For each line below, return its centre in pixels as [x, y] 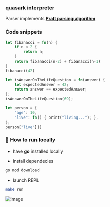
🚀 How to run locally [30, 140]
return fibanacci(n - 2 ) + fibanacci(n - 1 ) [58, 62]
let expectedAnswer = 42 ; [42, 85]
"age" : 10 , [26, 113]
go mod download [22, 170]
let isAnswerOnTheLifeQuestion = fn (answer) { [55, 80]
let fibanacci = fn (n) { [31, 42]
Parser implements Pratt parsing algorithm [50, 19]
